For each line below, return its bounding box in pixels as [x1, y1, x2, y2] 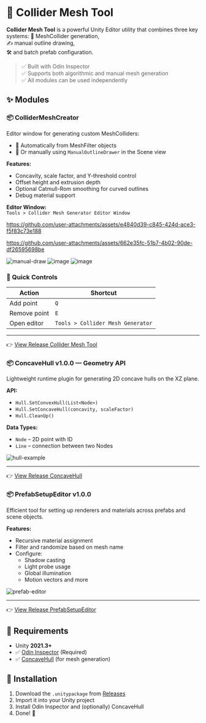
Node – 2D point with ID [15, 436, 73, 443]
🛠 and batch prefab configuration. [6, 48, 94, 56]
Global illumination [24, 569, 72, 576]
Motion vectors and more [24, 576, 88, 583]
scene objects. [6, 512, 44, 520]
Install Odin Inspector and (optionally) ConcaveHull [15, 703, 144, 711]
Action [19, 288, 39, 297]
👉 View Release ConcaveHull [6, 472, 83, 479]
